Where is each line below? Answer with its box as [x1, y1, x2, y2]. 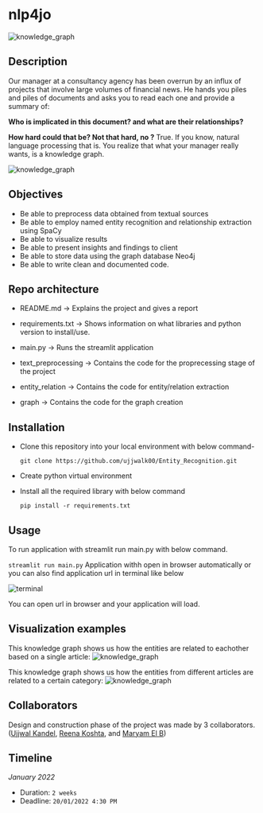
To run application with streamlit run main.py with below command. [8, 545, 228, 554]
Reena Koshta [59, 728, 105, 737]
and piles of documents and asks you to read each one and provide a [8, 93, 235, 103]
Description [8, 55, 68, 68]
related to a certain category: [8, 675, 103, 685]
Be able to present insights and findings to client [19, 243, 179, 252]
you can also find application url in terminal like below [8, 569, 184, 578]
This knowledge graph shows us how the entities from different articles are [8, 667, 254, 677]
